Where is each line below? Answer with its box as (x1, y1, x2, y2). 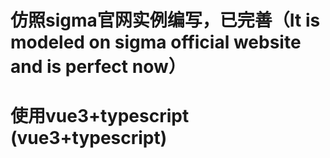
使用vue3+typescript (10, 105, 190, 128)
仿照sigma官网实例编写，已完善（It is (10, 9, 321, 32)
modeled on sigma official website (10, 31, 302, 54)
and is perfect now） (10, 56, 187, 78)
